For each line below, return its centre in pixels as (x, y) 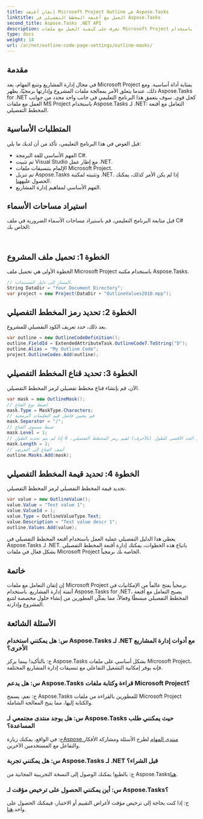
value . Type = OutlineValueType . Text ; (54, 516)
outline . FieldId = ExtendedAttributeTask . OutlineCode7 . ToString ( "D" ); (97, 344)
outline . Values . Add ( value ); (42, 527)
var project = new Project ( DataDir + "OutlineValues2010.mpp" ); (89, 293)
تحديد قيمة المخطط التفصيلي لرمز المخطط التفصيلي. (67, 488)
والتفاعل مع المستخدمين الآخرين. (44, 745)
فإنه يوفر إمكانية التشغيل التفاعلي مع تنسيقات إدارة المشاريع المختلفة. (85, 667)
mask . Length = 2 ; (29, 444)
